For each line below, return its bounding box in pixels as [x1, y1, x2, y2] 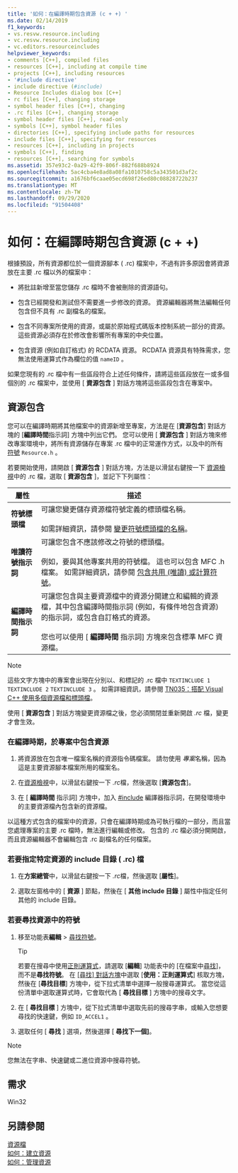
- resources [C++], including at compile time [7, 63, 147, 70]
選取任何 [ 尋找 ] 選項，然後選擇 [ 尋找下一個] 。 [17, 1027, 156, 1036]
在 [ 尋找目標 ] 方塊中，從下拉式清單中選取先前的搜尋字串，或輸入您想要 [17, 1003, 228, 1011]
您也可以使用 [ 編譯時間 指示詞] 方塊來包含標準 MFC [41, 632, 214, 641]
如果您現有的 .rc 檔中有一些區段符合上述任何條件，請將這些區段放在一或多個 [7, 369, 229, 378]
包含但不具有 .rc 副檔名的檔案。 [17, 306, 110, 315]
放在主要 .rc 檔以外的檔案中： [7, 267, 93, 276]
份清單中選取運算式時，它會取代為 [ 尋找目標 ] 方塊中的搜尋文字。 [17, 988, 210, 997]
